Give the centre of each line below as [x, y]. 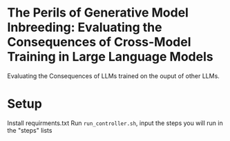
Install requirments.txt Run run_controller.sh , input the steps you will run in [115, 123]
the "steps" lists [30, 130]
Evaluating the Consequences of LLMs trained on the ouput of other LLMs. [113, 76]
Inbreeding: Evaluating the [85, 27]
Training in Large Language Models [110, 57]
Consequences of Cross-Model [99, 42]
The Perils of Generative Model [98, 13]
